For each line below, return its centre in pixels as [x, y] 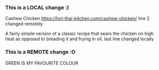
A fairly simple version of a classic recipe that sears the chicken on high [79, 34]
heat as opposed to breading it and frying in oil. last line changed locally [79, 39]
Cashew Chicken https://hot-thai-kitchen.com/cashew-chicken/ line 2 [77, 19]
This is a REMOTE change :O [40, 52]
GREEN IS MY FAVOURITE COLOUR [42, 63]
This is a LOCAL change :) [37, 8]
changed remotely [24, 24]
